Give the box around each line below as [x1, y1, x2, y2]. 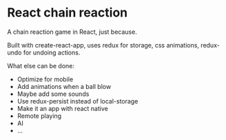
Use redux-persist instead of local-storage [17, 97, 138, 105]
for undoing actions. [23, 48, 81, 57]
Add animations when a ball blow [17, 82, 112, 90]
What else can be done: [7, 61, 74, 70]
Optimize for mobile [17, 74, 74, 83]
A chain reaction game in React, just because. [7, 28, 138, 36]
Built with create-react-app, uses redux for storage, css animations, [7, 41, 200, 49]
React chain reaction [7, 5, 128, 21]
